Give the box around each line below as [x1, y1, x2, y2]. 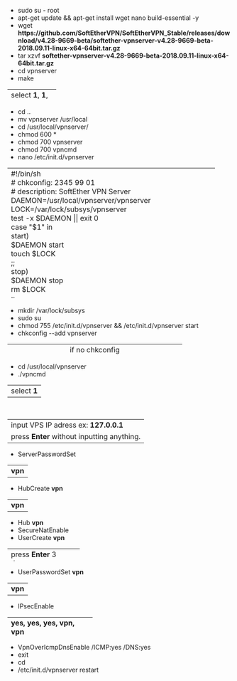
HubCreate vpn [17, 484, 63, 492]
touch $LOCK [11, 249, 56, 258]
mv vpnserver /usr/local [17, 115, 88, 123]
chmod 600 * [17, 130, 57, 138]
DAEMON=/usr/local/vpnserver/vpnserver [11, 196, 151, 205]
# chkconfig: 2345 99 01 [11, 178, 96, 187]
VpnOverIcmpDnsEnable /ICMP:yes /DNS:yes [17, 643, 151, 651]
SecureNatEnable [17, 526, 70, 534]
